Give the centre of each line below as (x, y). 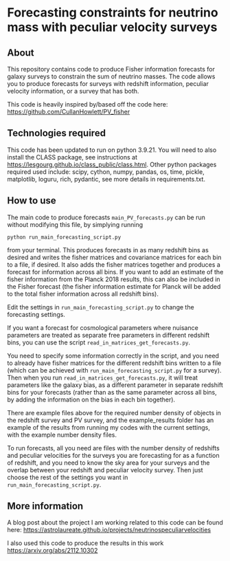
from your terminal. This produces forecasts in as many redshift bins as (108, 250)
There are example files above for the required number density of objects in (114, 412)
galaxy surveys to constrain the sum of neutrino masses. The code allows (111, 76)
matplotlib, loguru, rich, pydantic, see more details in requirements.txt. (106, 179)
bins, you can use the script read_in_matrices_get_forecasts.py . (99, 342)
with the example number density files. (62, 434)
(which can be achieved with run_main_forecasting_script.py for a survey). (114, 370)
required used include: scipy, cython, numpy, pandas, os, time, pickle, (106, 172)
